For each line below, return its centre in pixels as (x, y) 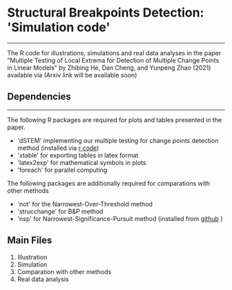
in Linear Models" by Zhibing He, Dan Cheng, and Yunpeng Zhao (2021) (109, 68)
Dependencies (39, 97)
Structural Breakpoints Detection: (106, 13)
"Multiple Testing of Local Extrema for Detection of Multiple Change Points (113, 60)
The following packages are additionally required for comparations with (109, 183)
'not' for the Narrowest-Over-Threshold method (85, 204)
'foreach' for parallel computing (62, 170)
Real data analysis (43, 279)
